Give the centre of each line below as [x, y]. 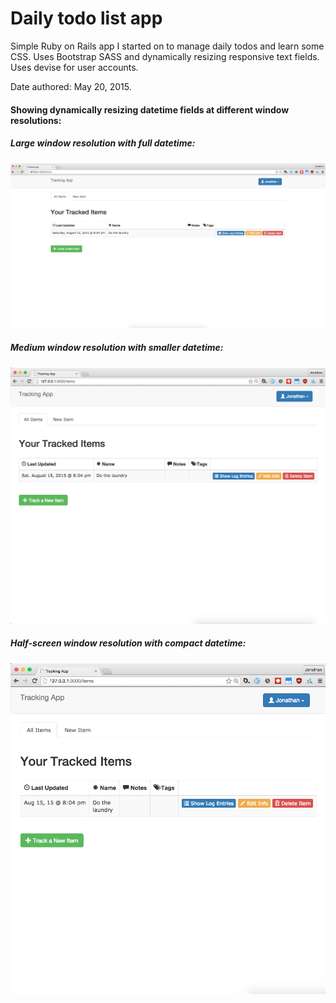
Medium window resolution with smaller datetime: [117, 348]
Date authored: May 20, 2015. [71, 86]
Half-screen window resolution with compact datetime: [128, 643]
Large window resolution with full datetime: [103, 143]
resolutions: [36, 120]
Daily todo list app [86, 18]
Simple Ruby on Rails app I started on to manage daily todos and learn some [167, 46]
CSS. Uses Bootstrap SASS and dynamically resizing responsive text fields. [165, 56]
